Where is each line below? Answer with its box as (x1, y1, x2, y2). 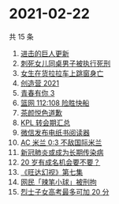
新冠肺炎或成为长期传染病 (20, 147, 104, 157)
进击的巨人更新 (20, 48, 69, 58)
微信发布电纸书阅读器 (20, 127, 90, 137)
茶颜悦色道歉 (20, 108, 62, 117)
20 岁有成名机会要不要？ (20, 157, 101, 167)
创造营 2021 (20, 78, 60, 88)
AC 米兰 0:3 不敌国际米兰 (20, 138, 102, 147)
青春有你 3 (20, 88, 55, 97)
